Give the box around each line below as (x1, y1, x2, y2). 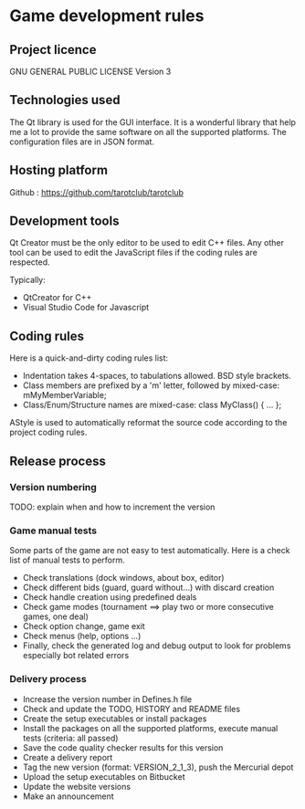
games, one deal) (22, 611, 89, 622)
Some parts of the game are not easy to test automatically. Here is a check (9, 545, 290, 556)
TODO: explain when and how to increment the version (9, 501, 216, 512)
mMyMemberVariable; (22, 390, 107, 401)
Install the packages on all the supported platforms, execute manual (22, 722, 279, 733)
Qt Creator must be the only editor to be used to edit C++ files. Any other (9, 237, 285, 248)
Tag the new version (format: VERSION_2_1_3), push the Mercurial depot (22, 762, 294, 772)
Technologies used (9, 92, 121, 108)
